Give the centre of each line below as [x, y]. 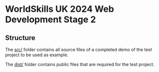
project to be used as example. [37, 55]
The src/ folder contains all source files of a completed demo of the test [79, 50]
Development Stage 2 [50, 19]
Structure [20, 38]
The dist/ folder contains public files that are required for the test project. [80, 64]
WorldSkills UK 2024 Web [60, 9]
